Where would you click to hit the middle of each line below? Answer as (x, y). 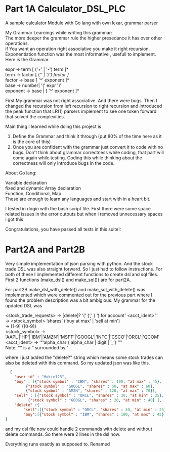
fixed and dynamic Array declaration (43, 188)
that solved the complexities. (35, 116)
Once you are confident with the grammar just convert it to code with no (88, 147)
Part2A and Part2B (45, 250)
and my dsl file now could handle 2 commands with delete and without (79, 429)
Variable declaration (26, 183)
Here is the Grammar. (27, 59)
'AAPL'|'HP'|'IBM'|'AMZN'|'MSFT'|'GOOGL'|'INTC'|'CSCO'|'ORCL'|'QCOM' (82, 337)
